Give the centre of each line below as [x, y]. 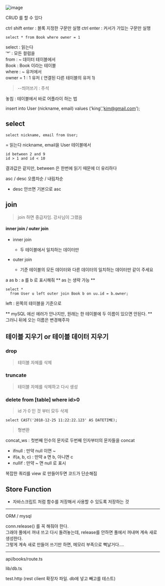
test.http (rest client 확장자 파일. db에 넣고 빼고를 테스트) [60, 578]
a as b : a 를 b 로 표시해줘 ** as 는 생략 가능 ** [50, 280]
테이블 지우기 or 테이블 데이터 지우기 [57, 337]
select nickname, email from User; [42, 135]
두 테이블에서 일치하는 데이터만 [49, 250]
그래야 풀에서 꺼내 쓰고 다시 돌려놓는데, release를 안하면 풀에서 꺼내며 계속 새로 [81, 532]
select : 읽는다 [20, 47]
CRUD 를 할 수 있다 [24, 18]
